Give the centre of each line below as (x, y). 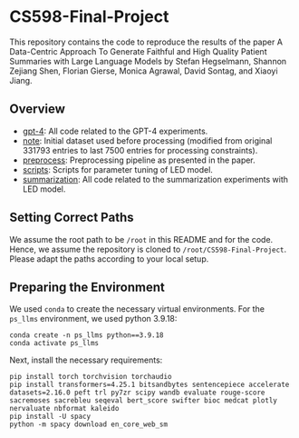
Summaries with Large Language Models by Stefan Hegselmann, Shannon (148, 61)
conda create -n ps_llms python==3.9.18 (87, 335)
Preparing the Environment (87, 287)
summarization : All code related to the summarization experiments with (155, 179)
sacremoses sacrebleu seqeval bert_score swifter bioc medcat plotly (144, 401)
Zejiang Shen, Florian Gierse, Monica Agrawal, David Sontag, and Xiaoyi (144, 71)
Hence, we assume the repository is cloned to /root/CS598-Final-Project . (148, 249)
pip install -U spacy (50, 417)
